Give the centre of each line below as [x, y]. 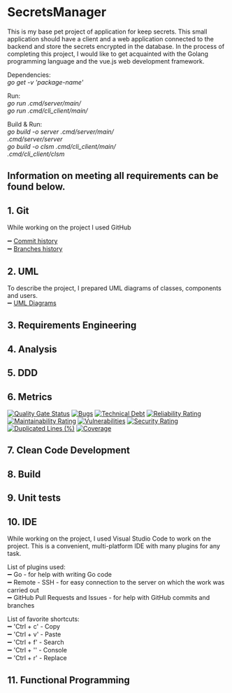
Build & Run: [25, 124]
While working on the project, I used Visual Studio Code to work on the [109, 538]
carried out [23, 590]
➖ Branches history [35, 249]
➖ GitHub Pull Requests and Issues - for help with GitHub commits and [109, 597]
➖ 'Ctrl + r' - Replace [37, 657]
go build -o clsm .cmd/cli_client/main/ [62, 146]
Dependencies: [29, 75]
